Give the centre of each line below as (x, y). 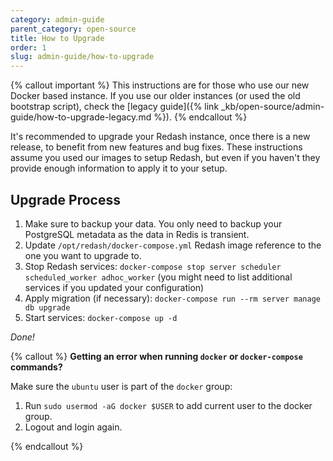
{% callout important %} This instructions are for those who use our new (160, 85)
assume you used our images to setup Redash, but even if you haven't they (165, 158)
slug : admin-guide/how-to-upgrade (82, 57)
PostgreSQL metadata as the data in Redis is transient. (137, 234)
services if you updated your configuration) (114, 287)
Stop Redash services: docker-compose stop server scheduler (153, 266)
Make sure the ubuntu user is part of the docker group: (121, 386)
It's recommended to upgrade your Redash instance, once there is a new (160, 137)
